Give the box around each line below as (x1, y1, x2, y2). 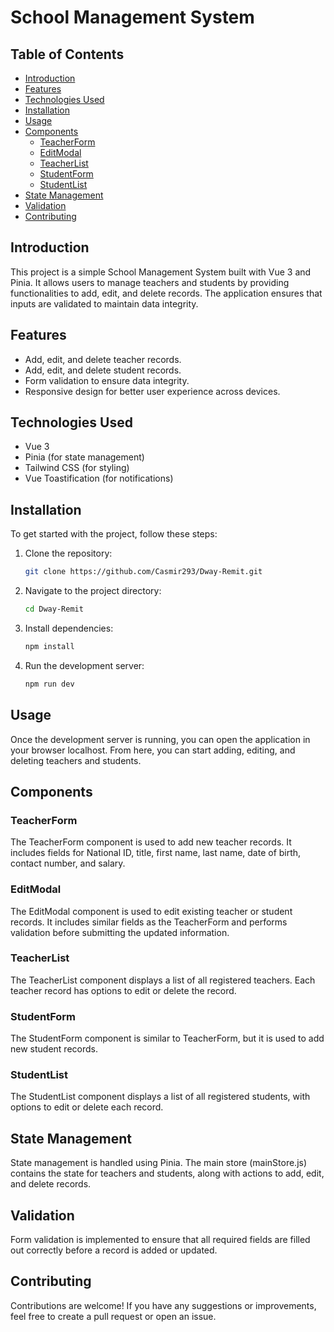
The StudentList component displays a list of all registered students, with (10, 1091, 311, 1103)
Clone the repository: (24, 547, 113, 560)
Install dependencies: (24, 622, 114, 634)
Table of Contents (10, 46, 125, 63)
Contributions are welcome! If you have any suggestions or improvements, (10, 1299, 317, 1311)
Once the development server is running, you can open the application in (10, 733, 311, 745)
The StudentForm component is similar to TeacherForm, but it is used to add (10, 1032, 325, 1045)
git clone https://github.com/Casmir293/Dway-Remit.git (24, 567, 263, 577)
